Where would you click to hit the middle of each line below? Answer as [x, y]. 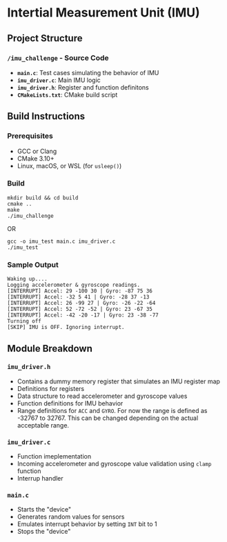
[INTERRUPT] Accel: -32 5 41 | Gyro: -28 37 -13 [78, 297]
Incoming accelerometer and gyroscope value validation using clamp [114, 464]
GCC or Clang [37, 151]
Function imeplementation [54, 456]
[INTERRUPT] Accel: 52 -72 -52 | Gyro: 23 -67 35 [80, 309]
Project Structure [45, 38]
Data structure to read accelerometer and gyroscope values [102, 396]
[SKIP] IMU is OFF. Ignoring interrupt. [66, 328]
